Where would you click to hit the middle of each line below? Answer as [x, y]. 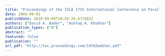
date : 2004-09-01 [23, 14]
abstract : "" [18, 32]
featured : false [22, 37]
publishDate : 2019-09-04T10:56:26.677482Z [49, 19]
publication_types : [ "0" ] [31, 28]
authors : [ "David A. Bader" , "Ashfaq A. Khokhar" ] [58, 23]
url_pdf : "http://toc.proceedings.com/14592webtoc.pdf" [63, 46]
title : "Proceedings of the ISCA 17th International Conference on [76, 9]
